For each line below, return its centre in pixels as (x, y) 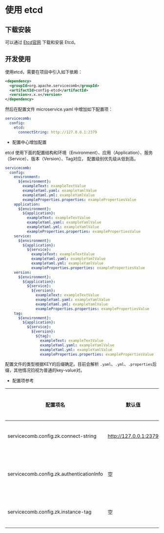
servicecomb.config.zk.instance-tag (50, 512)
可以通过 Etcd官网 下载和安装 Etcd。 (41, 42)
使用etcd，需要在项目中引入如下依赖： (44, 72)
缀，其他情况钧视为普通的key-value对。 (45, 370)
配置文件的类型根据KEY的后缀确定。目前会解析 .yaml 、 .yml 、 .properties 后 (81, 364)
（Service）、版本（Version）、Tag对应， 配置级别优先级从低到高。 (72, 158)
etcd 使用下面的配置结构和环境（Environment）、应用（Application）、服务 (79, 153)
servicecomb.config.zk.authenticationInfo (55, 474)
